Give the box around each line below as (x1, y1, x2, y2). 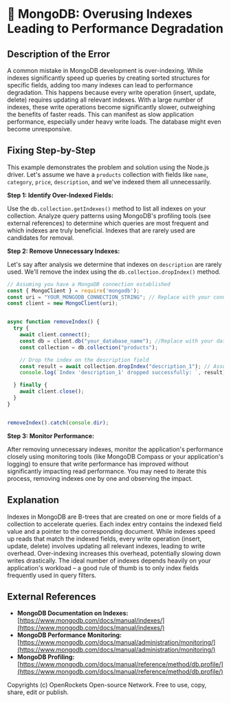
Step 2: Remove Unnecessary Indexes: (7, 247, 120, 255)
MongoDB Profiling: (16, 653, 75, 661)
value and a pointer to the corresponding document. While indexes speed (7, 527, 215, 535)
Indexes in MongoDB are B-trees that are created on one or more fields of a (7, 512, 221, 521)
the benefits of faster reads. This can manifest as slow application (7, 110, 194, 118)
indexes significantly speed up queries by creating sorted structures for (7, 74, 210, 82)
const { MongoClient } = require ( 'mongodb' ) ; (7, 287, 140, 294)
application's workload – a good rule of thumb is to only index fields (7, 563, 199, 572)
